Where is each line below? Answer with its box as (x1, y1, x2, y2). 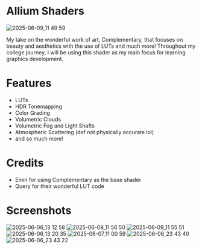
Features (6, 77, 52, 90)
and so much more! (14, 135, 63, 142)
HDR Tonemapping (14, 103, 62, 110)
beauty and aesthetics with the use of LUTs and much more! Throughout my (6, 42, 196, 50)
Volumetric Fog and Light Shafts (14, 122, 95, 129)
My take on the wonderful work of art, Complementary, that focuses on (6, 36, 183, 43)
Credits (6, 156, 44, 170)
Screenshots (6, 204, 72, 217)
